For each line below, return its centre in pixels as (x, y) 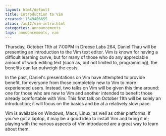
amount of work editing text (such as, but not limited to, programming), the (81, 63)
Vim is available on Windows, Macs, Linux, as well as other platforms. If (78, 113)
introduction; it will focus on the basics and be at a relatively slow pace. (78, 104)
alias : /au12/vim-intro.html (35, 23)
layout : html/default (28, 10)
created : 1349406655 (27, 19)
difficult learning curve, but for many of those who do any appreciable (77, 57)
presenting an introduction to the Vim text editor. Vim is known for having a (82, 52)
